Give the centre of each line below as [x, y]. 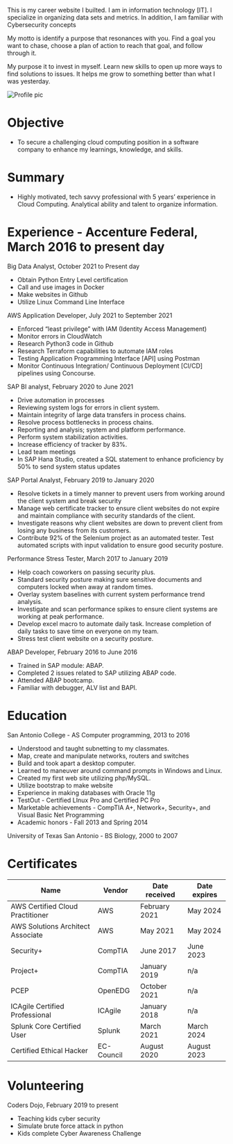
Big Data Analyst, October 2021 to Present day [74, 266]
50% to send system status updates [69, 466]
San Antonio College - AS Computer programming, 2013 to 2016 [99, 735]
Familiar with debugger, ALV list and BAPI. [77, 687]
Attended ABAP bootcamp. [55, 680]
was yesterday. [29, 81]
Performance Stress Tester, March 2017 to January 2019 [88, 558]
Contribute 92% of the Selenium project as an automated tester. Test [115, 537]
